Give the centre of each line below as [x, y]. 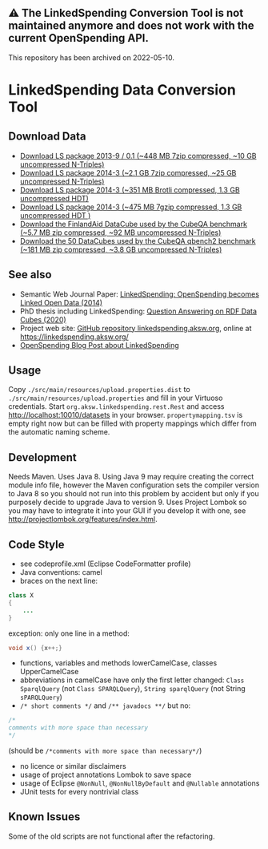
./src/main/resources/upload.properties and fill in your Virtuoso [116, 398]
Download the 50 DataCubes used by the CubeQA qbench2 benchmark [138, 241]
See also [30, 275]
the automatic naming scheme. [59, 432]
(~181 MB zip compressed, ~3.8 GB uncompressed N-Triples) [121, 249]
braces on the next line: [59, 581]
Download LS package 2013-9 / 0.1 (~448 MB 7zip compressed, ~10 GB [138, 156]
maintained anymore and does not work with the [131, 26]
